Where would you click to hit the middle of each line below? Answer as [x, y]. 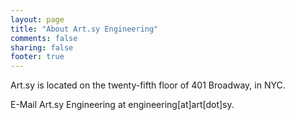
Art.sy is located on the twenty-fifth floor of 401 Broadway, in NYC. [148, 85]
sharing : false [42, 47]
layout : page [37, 19]
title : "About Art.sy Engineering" [84, 29]
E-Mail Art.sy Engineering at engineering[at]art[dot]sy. [122, 105]
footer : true [37, 57]
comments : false [44, 38]
